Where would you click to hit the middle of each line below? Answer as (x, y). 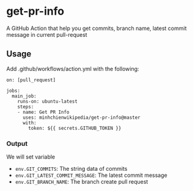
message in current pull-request (47, 34)
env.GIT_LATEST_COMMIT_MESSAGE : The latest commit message (91, 175)
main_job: (24, 96)
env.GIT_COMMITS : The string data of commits (71, 169)
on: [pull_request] (31, 80)
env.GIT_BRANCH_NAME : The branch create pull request (82, 182)
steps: (26, 107)
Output (17, 143)
